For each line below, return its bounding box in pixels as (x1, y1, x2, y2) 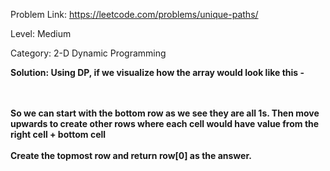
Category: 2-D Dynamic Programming (10, 47, 167, 59)
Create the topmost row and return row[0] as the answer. (10, 150, 252, 161)
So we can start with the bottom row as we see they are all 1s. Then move (10, 107, 320, 119)
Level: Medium (10, 28, 72, 39)
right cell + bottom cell (10, 129, 107, 140)
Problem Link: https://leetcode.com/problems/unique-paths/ (10, 9, 259, 20)
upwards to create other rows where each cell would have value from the (10, 118, 320, 129)
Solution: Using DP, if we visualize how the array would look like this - (10, 67, 305, 78)
